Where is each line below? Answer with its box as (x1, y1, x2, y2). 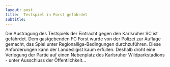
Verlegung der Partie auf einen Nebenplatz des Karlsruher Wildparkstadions (5, 52, 165, 58)
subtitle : (5, 17, 26, 22)
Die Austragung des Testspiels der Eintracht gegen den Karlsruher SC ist (5, 31, 158, 37)
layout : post (5, 7, 33, 13)
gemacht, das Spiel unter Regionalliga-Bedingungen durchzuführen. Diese (5, 41, 161, 47)
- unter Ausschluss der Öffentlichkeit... (5, 57, 87, 63)
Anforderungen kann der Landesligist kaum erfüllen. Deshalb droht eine (5, 46, 156, 53)
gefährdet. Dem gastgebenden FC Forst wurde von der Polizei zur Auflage (5, 36, 161, 42)
